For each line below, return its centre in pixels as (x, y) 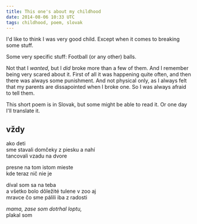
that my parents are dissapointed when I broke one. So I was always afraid (96, 87)
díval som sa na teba (31, 185)
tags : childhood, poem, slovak (44, 22)
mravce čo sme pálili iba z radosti (47, 198)
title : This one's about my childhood (54, 11)
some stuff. (20, 45)
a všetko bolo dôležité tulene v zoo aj (51, 191)
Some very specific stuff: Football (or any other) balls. (71, 57)
